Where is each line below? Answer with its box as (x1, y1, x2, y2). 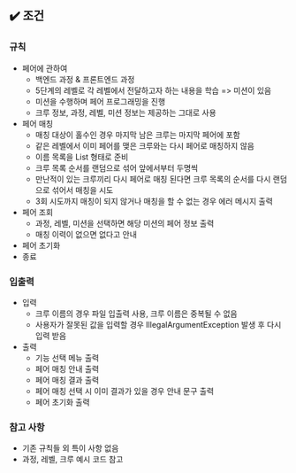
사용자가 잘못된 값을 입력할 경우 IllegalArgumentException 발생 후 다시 (34, 319, 282, 330)
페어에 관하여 (21, 63, 68, 74)
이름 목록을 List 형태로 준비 (34, 151, 129, 162)
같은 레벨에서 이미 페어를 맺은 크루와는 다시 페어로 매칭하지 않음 (34, 140, 254, 151)
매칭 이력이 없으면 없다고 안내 (34, 229, 137, 239)
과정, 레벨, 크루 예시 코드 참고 (21, 454, 124, 465)
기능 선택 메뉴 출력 (34, 353, 100, 363)
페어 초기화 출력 (34, 397, 90, 407)
